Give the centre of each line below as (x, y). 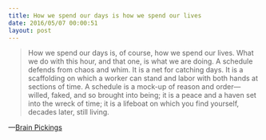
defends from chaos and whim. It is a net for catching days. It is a (135, 70)
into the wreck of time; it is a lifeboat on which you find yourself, (133, 103)
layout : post (30, 30)
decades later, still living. (68, 112)
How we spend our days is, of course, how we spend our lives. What (141, 53)
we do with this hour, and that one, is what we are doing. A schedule (140, 61)
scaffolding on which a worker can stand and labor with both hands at (143, 78)
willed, (39, 95)
